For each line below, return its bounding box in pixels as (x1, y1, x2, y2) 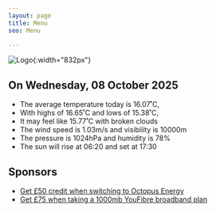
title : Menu (8, 19, 48, 27)
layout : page (8, 11, 52, 20)
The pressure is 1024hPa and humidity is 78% (19, 133, 171, 143)
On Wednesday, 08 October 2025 (8, 78, 179, 92)
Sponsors (8, 165, 57, 179)
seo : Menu (8, 26, 41, 34)
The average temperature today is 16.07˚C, (19, 100, 160, 109)
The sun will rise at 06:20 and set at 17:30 (19, 142, 157, 151)
